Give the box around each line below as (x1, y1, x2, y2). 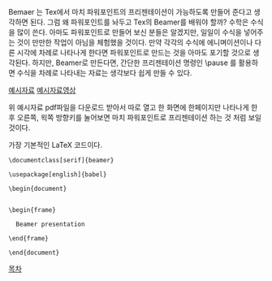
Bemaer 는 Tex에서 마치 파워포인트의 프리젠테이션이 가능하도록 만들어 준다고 (8, 7, 253, 16)
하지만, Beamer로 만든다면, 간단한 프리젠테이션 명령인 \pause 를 (32, 58, 237, 67)
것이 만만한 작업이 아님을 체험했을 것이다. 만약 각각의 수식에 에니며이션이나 (16, 37, 253, 47)
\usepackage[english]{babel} (8, 171, 107, 179)
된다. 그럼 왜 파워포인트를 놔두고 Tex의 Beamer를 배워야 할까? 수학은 (29, 17, 249, 27)
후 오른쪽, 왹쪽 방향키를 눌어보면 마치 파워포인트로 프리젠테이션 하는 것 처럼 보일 (8, 113, 262, 122)
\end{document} (8, 249, 60, 257)
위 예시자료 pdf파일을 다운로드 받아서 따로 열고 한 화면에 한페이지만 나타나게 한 (8, 102, 258, 112)
